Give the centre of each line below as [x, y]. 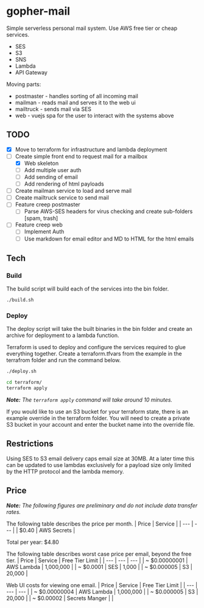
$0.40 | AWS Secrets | [47, 530]
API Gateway [31, 72]
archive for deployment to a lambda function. [63, 335]
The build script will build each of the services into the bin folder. [88, 289]
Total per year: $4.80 [33, 542]
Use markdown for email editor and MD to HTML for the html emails [109, 239]
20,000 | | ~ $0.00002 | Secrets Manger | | [60, 598]
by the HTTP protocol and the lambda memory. [65, 471]
